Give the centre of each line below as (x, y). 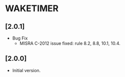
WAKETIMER (32, 9)
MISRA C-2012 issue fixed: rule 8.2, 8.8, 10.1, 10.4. (70, 43)
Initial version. (26, 70)
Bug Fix (20, 38)
